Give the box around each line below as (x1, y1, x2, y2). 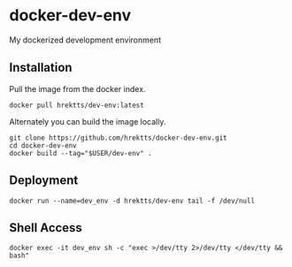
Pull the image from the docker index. (9, 83, 146, 94)
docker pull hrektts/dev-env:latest (9, 101, 144, 110)
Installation (9, 60, 73, 75)
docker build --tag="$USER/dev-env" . (9, 149, 152, 157)
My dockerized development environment (9, 34, 162, 45)
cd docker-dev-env (9, 141, 77, 150)
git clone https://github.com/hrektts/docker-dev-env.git (9, 133, 227, 142)
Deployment (9, 173, 79, 188)
